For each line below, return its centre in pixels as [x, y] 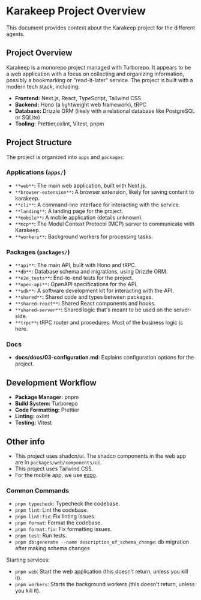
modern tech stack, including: [43, 86]
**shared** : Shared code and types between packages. [84, 297]
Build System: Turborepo [46, 404]
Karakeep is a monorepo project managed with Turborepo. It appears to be [99, 67]
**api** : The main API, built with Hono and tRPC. [76, 265]
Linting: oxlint [32, 416]
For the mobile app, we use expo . [56, 475]
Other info [25, 441]
